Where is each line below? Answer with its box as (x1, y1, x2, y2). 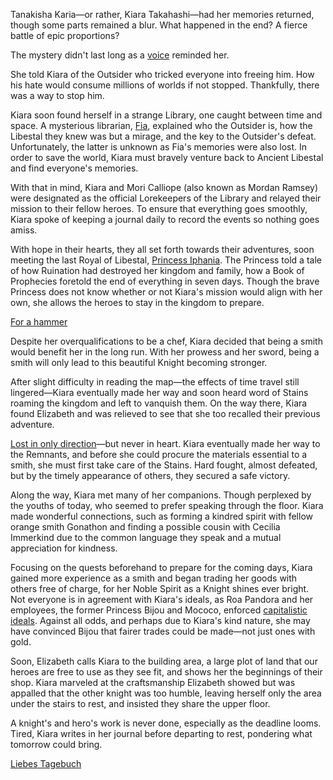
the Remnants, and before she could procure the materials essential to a (10, 449, 308, 460)
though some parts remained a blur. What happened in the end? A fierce (10, 19, 308, 31)
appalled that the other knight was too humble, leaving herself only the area (10, 687, 322, 699)
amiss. (10, 224, 38, 236)
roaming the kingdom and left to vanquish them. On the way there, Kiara (10, 397, 308, 409)
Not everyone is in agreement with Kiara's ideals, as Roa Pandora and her (10, 594, 314, 605)
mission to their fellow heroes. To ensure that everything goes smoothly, (10, 203, 308, 214)
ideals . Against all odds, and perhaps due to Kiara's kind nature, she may (10, 615, 311, 626)
